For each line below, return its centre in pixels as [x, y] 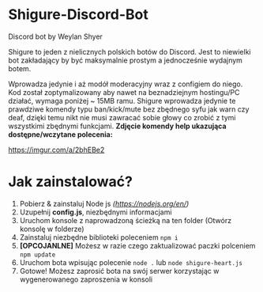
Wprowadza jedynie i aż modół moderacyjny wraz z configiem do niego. [126, 84]
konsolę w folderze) [52, 229]
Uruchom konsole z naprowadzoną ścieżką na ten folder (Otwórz [125, 220]
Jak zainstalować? [70, 182]
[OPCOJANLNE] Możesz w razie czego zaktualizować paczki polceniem [137, 245]
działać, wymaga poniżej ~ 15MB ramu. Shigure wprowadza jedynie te [122, 100]
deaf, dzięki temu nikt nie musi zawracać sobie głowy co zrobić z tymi [122, 117]
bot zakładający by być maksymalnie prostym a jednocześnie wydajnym [126, 60]
